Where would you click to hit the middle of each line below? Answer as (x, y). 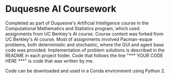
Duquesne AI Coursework (61, 9)
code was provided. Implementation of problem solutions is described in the (85, 50)
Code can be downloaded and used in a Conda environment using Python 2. (85, 71)
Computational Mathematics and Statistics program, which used (73, 28)
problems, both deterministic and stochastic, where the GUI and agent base (85, 44)
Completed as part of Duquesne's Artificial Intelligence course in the (77, 23)
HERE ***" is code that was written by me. (50, 61)
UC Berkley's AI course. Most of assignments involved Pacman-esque (79, 39)
